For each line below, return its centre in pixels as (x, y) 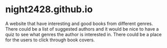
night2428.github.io (49, 9)
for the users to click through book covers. (50, 40)
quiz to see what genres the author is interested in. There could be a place (83, 34)
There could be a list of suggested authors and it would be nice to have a (82, 29)
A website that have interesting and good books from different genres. (79, 23)
